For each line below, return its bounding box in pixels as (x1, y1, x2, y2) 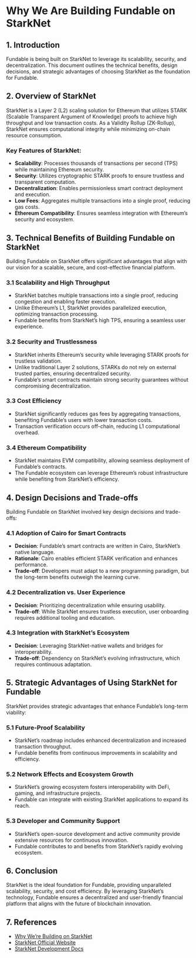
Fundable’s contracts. (14, 463, 67, 470)
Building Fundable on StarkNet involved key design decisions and (6, 508, 164, 515)
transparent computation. (14, 178, 76, 185)
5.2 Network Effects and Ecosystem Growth (6, 770, 134, 778)
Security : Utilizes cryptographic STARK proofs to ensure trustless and (14, 172, 184, 180)
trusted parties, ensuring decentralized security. (14, 370, 131, 377)
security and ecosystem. (14, 216, 75, 223)
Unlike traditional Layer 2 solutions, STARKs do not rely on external (14, 363, 177, 370)
